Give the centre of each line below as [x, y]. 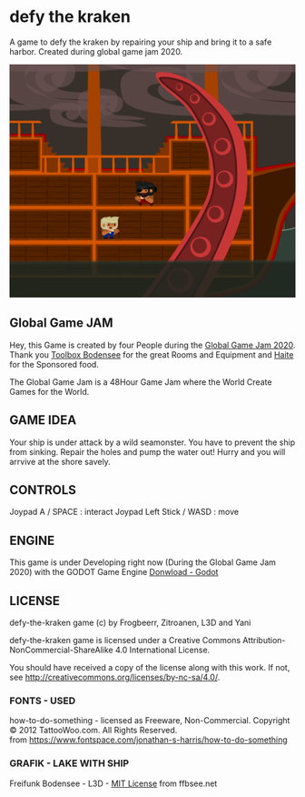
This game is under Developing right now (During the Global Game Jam [143, 562]
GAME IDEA [43, 420]
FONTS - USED [43, 701]
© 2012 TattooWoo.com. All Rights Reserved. [93, 731]
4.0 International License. [162, 650]
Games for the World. [49, 391]
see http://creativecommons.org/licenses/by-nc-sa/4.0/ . [115, 677]
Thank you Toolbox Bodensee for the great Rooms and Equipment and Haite [152, 354]
